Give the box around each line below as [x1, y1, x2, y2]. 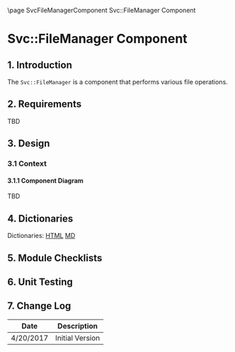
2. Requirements [7, 98, 82, 110]
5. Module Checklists [7, 251, 103, 264]
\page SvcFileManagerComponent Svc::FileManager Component [7, 6, 196, 14]
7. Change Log [7, 300, 71, 312]
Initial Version [55, 333, 101, 343]
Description [57, 321, 98, 331]
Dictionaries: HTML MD [7, 232, 76, 240]
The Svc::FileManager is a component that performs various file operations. [7, 78, 228, 86]
